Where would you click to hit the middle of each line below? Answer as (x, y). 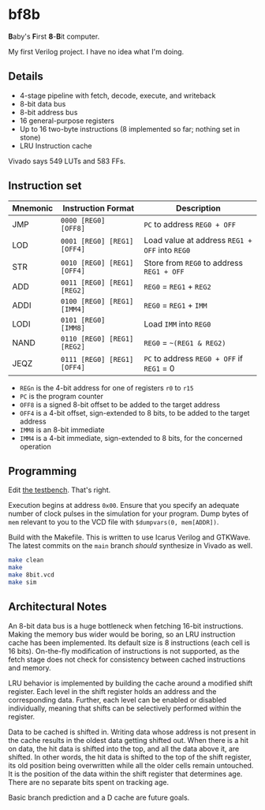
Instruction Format (99, 208)
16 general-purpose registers (67, 121)
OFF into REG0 (167, 250)
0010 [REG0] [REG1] (97, 263)
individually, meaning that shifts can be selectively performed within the (125, 708)
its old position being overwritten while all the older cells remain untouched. (131, 765)
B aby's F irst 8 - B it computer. (54, 36)
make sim (22, 582)
